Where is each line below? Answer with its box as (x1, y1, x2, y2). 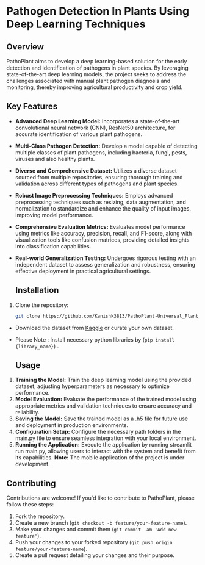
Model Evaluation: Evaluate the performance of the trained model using (15, 395, 196, 403)
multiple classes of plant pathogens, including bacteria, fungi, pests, (15, 148, 187, 156)
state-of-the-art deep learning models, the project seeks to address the (6, 71, 187, 77)
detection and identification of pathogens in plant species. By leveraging (6, 64, 189, 71)
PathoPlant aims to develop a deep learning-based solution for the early (6, 58, 187, 65)
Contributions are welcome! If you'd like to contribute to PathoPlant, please (6, 494, 195, 502)
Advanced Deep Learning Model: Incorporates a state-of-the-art (15, 117, 180, 124)
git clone (15, 313, 41, 319)
